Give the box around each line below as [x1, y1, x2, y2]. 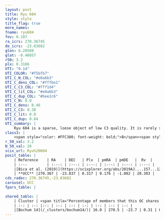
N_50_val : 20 [5, 144, 32, 149]
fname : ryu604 [5, 30, 34, 35]
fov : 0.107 [5, 35, 27, 40]
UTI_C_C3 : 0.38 [5, 107, 36, 113]
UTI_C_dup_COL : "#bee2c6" [5, 94, 58, 98]
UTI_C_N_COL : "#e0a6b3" [5, 75, 54, 80]
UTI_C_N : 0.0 [5, 98, 32, 103]
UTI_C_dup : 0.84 [5, 116, 38, 122]
